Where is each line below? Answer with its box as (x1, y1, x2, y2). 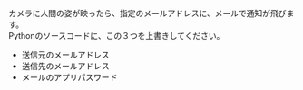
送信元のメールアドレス (21, 49, 110, 60)
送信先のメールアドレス (21, 61, 110, 71)
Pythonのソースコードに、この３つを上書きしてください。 (8, 31, 225, 40)
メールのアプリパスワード (21, 72, 118, 83)
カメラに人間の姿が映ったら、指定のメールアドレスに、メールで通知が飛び (8, 8, 287, 18)
